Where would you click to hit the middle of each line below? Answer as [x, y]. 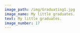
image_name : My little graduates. [40, 14]
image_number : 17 [22, 23]
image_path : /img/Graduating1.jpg [40, 9]
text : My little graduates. [33, 18]
